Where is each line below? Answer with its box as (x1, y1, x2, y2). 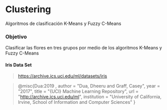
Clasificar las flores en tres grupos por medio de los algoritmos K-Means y (5, 45, 162, 51)
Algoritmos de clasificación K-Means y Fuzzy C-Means (5, 20, 121, 26)
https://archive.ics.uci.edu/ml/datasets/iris (17, 73, 108, 79)
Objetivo (5, 33, 27, 40)
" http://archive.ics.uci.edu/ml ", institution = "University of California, (17, 94, 162, 100)
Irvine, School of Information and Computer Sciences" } (17, 99, 136, 105)
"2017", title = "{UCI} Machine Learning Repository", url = (17, 88, 139, 95)
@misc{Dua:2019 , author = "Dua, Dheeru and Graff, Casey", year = (17, 83, 160, 89)
